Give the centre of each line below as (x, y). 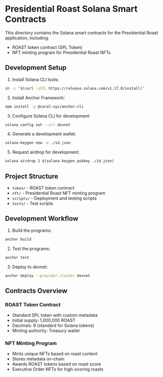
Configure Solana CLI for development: (51, 116)
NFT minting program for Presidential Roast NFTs (61, 52)
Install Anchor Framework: (38, 98)
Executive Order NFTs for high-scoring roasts (58, 369)
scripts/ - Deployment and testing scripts (54, 198)
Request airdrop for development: (46, 152)
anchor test (17, 257)
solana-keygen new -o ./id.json (38, 143)
